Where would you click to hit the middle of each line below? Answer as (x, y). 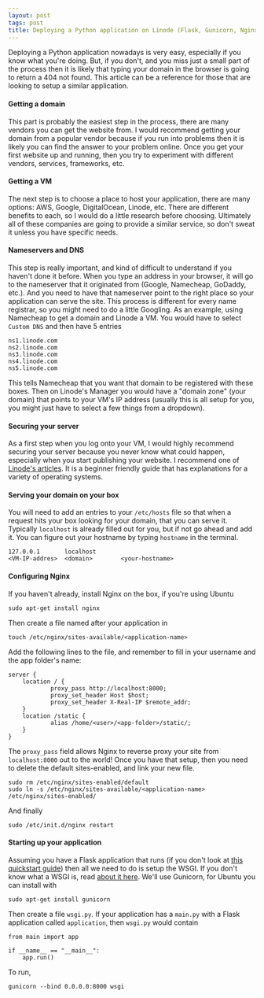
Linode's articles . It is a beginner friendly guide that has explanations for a (128, 468)
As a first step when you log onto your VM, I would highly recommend (121, 444)
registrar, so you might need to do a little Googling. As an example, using (126, 309)
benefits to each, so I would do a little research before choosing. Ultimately (130, 215)
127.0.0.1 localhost (52, 552)
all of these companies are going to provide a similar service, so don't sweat (132, 224)
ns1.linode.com (33, 340)
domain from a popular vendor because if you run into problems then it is (126, 138)
